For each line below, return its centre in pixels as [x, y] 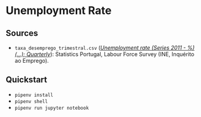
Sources [22, 33]
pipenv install [34, 95]
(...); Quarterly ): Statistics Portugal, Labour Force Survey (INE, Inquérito [104, 54]
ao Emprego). [32, 61]
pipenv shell [31, 101]
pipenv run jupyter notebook [52, 108]
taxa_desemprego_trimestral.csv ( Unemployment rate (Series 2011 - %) [104, 48]
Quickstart [27, 80]
